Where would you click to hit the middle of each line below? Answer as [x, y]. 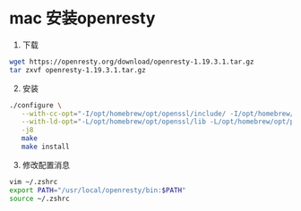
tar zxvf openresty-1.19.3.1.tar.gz [77, 70]
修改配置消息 [46, 165]
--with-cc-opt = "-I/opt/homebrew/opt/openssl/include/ [124, 114]
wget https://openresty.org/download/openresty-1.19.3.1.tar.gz [132, 62]
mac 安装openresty [82, 18]
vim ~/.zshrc [34, 181]
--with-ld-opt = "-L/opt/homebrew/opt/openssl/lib [113, 122]
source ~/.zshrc [39, 198]
